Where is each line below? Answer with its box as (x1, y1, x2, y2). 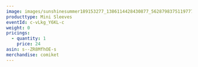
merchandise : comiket (6, 52, 60, 58)
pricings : (6, 30, 31, 36)
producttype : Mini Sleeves (6, 14, 72, 20)
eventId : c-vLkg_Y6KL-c (6, 19, 65, 25)
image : (6, 8, 22, 15)
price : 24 (16, 41, 41, 47)
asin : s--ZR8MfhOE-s (6, 47, 57, 52)
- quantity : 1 (11, 36, 46, 41)
